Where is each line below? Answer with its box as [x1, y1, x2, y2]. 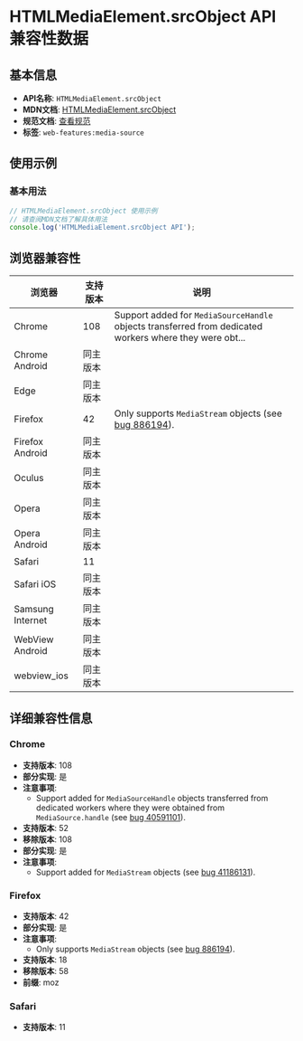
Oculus [14, 472, 44, 485]
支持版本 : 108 [22, 760, 72, 771]
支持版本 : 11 [22, 1022, 66, 1033]
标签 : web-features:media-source [22, 127, 144, 137]
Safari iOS [14, 578, 57, 591]
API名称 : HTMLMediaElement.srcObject [22, 93, 162, 103]
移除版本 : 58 [22, 966, 69, 977]
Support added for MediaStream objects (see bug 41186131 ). [35, 866, 256, 877]
